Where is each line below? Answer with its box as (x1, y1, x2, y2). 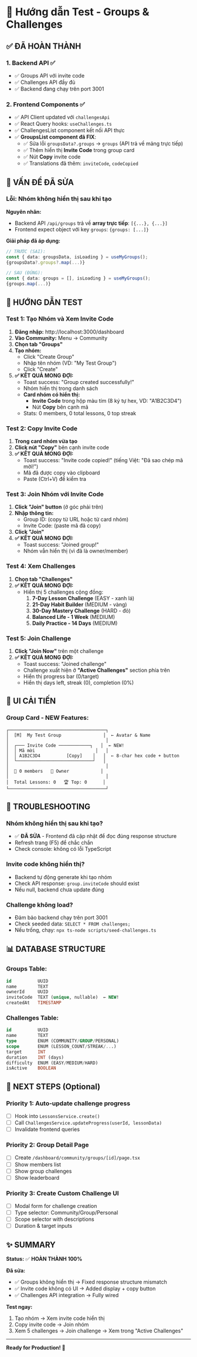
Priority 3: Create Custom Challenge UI (6, 1189, 119, 1197)
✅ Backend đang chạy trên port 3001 (14, 85, 104, 92)
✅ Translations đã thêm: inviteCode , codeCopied (23, 160, 139, 167)
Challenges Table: (6, 1013, 59, 1022)
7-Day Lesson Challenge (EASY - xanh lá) (32, 594, 135, 601)
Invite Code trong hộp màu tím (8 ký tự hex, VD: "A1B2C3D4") (32, 397, 182, 404)
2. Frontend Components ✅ (6, 100, 86, 108)
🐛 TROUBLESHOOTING (6, 802, 91, 812)
